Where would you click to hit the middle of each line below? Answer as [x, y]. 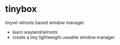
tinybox [21, 9]
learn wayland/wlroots [35, 32]
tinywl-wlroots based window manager [45, 22]
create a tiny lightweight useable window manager [63, 37]
